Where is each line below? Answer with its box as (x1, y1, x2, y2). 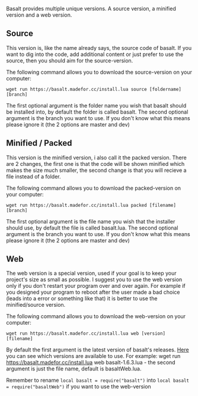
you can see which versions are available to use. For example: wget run (6, 353, 181, 360)
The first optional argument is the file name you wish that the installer (6, 218, 175, 225)
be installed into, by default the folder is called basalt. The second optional (6, 108, 189, 115)
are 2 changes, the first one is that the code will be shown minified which (6, 160, 185, 167)
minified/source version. (6, 301, 66, 309)
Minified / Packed (6, 138, 72, 148)
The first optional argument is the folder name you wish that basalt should (6, 102, 187, 109)
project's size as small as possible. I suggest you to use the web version (6, 276, 183, 283)
